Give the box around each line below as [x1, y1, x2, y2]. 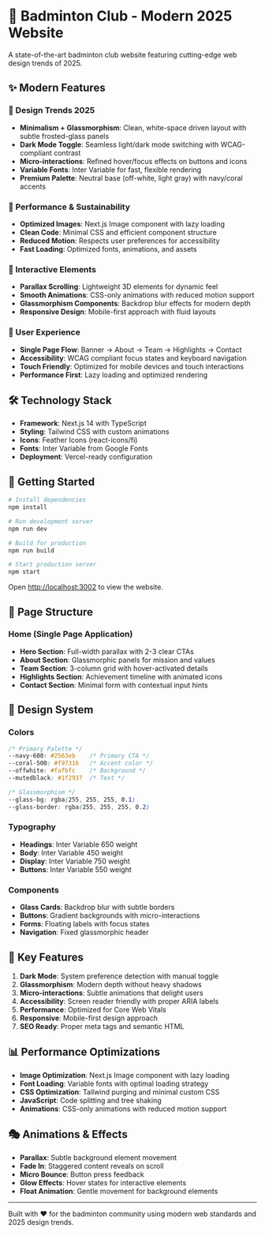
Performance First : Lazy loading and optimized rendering [19, 370, 208, 380]
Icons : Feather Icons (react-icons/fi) [19, 436, 138, 445]
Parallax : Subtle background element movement [19, 1152, 177, 1162]
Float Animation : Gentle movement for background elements [19, 1186, 218, 1196]
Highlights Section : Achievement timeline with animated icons [19, 672, 223, 681]
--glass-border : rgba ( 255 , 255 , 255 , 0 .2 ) [8, 803, 150, 811]
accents [19, 182, 46, 191]
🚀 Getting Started [8, 475, 95, 488]
